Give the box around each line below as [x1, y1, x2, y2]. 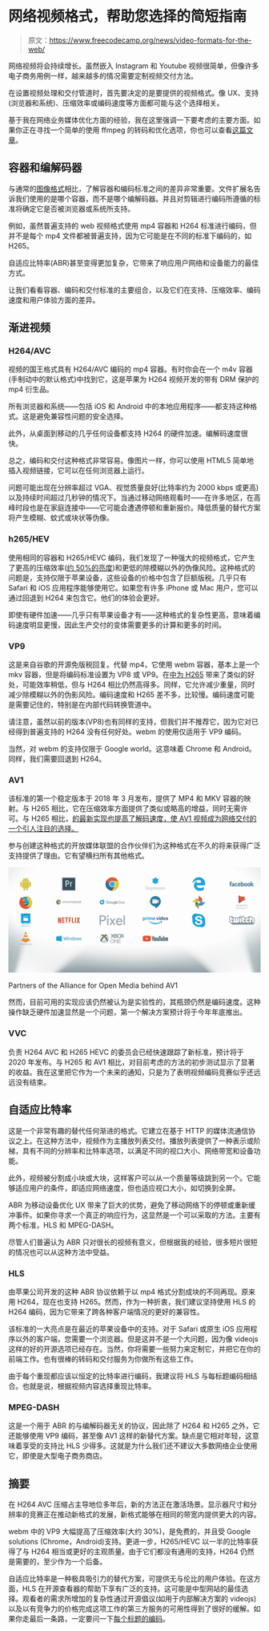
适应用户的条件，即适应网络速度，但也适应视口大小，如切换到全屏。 [14, 1183, 240, 1192]
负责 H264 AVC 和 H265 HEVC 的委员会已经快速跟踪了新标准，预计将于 [8, 1047, 244, 1057]
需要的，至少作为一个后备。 [14, 1557, 106, 1566]
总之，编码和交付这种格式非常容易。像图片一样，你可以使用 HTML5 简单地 [8, 456, 255, 465]
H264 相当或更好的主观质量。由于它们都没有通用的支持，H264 [30, 1547, 239, 1556]
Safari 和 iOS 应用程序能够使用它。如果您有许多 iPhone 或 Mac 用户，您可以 [8, 582, 259, 592]
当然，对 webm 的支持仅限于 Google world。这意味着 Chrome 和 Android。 [8, 744, 256, 754]
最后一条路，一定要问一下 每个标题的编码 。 [29, 1614, 170, 1623]
